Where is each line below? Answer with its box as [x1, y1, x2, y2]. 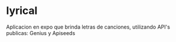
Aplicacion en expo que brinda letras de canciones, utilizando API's [6, 23, 170, 30]
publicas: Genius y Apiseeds [6, 29, 76, 36]
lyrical [6, 4, 38, 17]
